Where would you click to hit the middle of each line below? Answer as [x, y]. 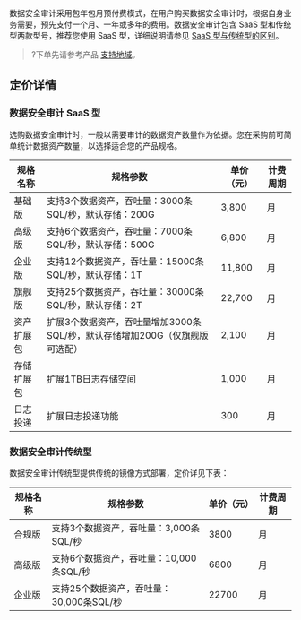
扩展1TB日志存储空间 [91, 379]
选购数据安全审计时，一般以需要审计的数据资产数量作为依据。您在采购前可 [146, 134]
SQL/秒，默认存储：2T [94, 305]
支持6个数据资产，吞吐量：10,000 [124, 558]
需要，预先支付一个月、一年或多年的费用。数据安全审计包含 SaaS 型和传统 [154, 24]
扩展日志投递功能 [82, 416]
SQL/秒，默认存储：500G [100, 245]
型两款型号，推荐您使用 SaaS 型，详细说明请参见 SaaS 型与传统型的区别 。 [146, 35]
